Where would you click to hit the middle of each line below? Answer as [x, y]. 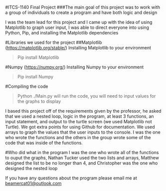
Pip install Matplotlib [38, 57]
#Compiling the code [27, 86]
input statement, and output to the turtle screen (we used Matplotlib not [79, 121]
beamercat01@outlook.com [33, 183]
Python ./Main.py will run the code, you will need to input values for [86, 96]
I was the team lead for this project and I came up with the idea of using [79, 22]
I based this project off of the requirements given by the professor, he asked [83, 111]
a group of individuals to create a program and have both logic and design [81, 12]
